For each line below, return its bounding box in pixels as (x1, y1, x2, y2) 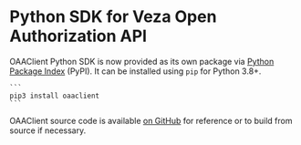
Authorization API (9, 26, 148, 47)
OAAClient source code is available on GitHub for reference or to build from (9, 115, 293, 126)
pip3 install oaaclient (9, 91, 100, 100)
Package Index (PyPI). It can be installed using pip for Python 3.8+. (9, 66, 262, 77)
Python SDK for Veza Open (9, 6, 217, 27)
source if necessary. (9, 125, 87, 136)
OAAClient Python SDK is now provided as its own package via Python (9, 56, 275, 67)
